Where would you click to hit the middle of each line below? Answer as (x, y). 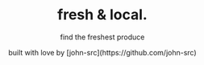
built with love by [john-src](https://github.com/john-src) (102, 52)
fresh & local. (102, 15)
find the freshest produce (102, 37)
